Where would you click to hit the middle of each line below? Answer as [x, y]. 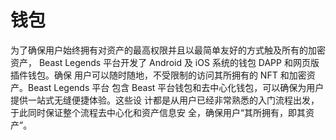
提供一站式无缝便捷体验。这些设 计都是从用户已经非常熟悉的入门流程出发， [165, 100]
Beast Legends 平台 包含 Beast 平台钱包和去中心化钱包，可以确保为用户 [176, 87]
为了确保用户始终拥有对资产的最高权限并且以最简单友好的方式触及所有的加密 [168, 50]
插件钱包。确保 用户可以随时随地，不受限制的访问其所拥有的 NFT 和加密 [158, 75]
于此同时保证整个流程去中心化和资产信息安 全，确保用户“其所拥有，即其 [158, 112]
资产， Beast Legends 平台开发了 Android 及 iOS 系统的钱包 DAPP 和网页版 [165, 62]
